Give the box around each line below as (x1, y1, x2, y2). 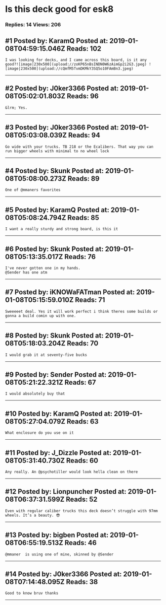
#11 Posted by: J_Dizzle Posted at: (5, 448, 112, 457)
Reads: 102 (66, 44, 102, 53)
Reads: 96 (66, 92, 99, 100)
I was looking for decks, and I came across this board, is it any (5, 57, 147, 63)
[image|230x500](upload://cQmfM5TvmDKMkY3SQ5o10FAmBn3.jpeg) (5, 66, 134, 71)
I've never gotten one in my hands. (5, 266, 81, 270)
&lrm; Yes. (5, 105, 28, 110)
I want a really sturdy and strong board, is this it (5, 227, 119, 232)
